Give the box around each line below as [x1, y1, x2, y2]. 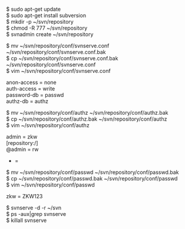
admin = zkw [6, 133, 38, 140]
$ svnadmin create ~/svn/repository [6, 31, 94, 38]
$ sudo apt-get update [6, 6, 61, 12]
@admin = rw [6, 146, 39, 153]
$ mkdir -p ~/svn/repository [6, 18, 74, 25]
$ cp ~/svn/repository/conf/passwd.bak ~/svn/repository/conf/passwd [6, 175, 178, 182]
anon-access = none [6, 79, 57, 86]
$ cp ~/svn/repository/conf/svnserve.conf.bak [6, 55, 118, 62]
